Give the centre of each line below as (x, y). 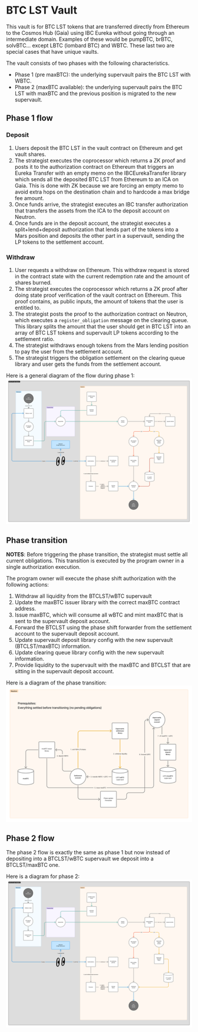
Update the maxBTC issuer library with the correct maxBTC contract (97, 602)
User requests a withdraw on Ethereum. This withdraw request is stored (102, 270)
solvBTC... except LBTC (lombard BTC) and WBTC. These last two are (90, 45)
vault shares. (30, 154)
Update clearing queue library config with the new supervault (89, 653)
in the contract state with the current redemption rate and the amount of (102, 276)
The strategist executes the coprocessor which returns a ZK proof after (101, 289)
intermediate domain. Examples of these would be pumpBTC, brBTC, (89, 39)
